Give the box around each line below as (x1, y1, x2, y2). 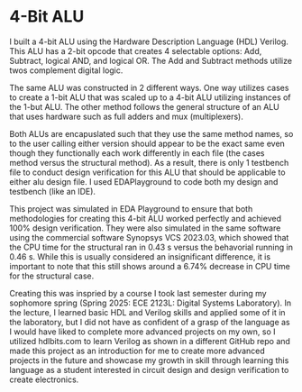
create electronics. (9, 374, 79, 385)
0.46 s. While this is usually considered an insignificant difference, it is (9, 251, 271, 262)
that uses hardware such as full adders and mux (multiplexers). (9, 111, 243, 122)
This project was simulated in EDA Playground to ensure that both (9, 203, 253, 214)
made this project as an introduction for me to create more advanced (9, 345, 266, 356)
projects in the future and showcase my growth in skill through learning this (9, 354, 289, 366)
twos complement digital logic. (9, 65, 124, 76)
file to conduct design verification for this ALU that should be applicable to (9, 167, 286, 178)
